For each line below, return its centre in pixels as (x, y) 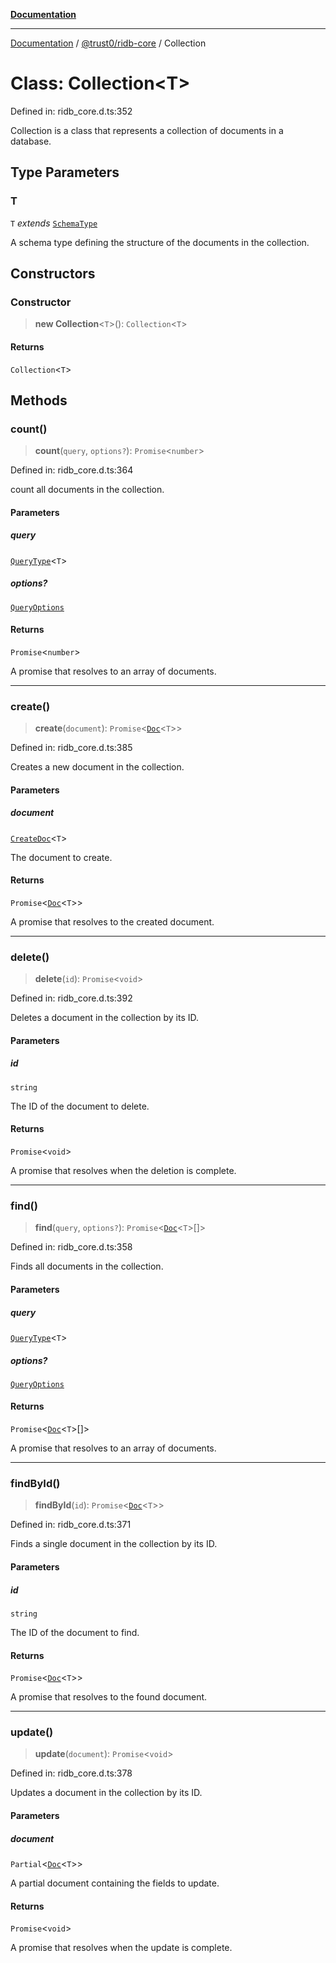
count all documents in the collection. (87, 490)
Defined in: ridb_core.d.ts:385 (71, 748)
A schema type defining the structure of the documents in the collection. (160, 242)
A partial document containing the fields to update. (115, 1883)
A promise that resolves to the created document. (112, 922)
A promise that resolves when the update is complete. (121, 1948)
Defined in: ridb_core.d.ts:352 (71, 111)
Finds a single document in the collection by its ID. (114, 1544)
